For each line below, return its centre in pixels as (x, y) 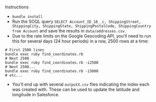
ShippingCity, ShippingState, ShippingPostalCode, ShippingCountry (81, 26)
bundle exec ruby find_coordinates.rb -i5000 (52, 71)
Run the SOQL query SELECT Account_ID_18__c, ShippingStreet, (77, 22)
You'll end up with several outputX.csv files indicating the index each (81, 84)
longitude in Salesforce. (36, 95)
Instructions (17, 7)
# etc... (14, 75)
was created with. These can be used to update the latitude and (76, 89)
